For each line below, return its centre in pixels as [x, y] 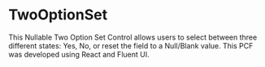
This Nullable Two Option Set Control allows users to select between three [133, 37]
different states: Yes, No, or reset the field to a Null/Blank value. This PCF [131, 45]
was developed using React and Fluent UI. [79, 54]
